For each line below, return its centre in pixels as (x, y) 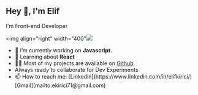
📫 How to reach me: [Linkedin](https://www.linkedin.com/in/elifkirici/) (103, 76)
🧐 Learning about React (44, 57)
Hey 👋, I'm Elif (33, 11)
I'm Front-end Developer (37, 26)
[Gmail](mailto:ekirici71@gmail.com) (60, 85)
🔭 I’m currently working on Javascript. (63, 50)
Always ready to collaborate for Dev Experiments (76, 69)
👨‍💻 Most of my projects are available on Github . (75, 63)
